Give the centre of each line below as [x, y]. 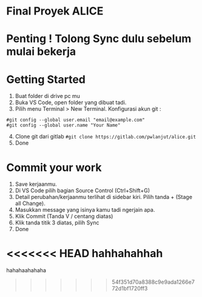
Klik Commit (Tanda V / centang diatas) [64, 217]
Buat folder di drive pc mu [48, 96]
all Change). [30, 203]
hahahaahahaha [26, 270]
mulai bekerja [41, 52]
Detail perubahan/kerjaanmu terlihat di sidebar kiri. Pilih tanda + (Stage [104, 197]
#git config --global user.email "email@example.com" [76, 120]
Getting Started [46, 79]
